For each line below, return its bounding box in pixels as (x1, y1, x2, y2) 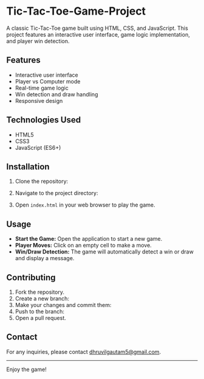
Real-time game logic (15, 84, 69, 91)
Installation (6, 161, 50, 172)
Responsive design (15, 97, 63, 104)
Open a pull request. (15, 314, 67, 321)
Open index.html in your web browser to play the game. (15, 201, 155, 208)
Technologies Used (6, 115, 81, 126)
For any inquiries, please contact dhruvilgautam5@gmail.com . (6, 348, 161, 355)
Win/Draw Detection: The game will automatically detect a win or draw (15, 248, 194, 255)
